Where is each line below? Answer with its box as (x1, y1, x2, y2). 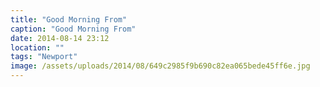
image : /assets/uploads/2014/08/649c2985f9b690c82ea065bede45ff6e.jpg (10, 61, 311, 71)
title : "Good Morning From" (10, 14, 128, 25)
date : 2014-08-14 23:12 (10, 33, 110, 43)
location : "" (10, 42, 65, 53)
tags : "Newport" (10, 52, 78, 62)
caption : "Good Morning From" (10, 24, 137, 34)
